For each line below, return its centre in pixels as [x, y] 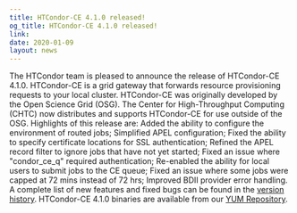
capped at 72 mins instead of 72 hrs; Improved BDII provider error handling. [148, 180]
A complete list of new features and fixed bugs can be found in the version [147, 190]
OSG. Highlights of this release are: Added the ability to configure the [137, 123]
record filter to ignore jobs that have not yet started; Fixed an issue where [144, 152]
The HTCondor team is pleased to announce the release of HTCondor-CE [144, 76]
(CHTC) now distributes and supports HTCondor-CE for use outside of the [146, 114]
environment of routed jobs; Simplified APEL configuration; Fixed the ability [148, 133]
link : [19, 34]
